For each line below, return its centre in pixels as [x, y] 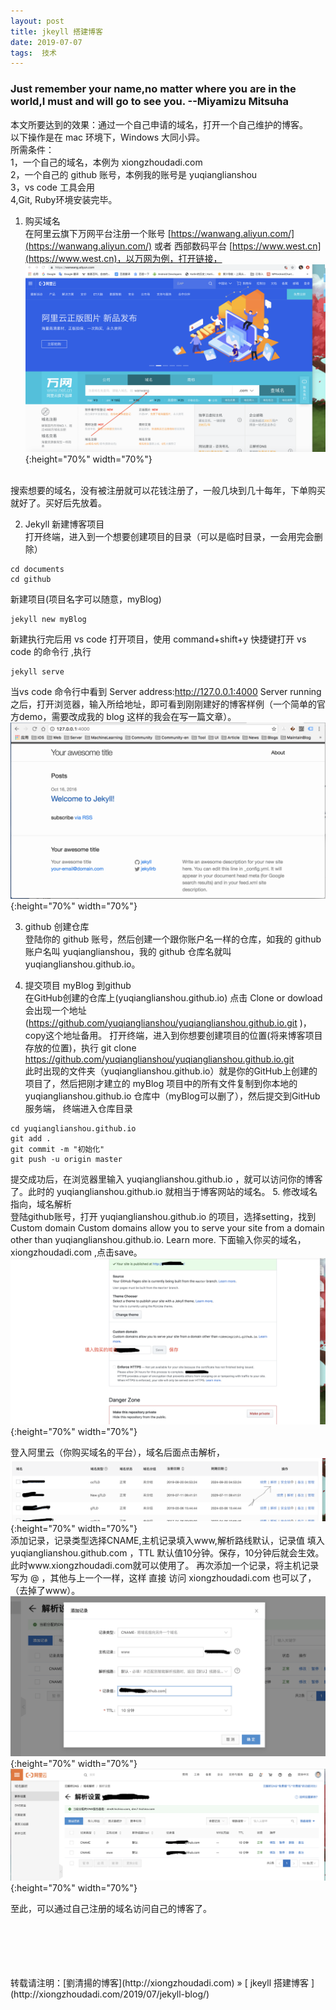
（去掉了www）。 [45, 1591]
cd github [31, 579]
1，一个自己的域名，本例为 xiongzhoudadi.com [106, 162]
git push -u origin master [66, 1160]
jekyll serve [37, 671]
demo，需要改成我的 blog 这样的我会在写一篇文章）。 [127, 716]
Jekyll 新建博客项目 [64, 524]
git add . [31, 1139]
